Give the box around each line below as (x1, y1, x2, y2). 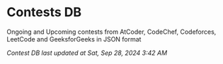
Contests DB (6, 4, 82, 20)
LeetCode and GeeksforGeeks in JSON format (6, 34, 142, 43)
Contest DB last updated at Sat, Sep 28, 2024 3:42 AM (6, 49, 168, 57)
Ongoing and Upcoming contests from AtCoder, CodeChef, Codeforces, (6, 27, 217, 36)
